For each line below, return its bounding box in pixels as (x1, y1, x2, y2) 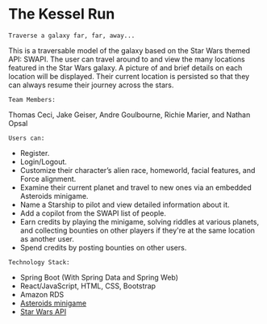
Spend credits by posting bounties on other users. (19, 242, 187, 252)
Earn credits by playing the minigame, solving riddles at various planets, (19, 217, 260, 226)
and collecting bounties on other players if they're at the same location (19, 225, 256, 235)
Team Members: (8, 95, 56, 103)
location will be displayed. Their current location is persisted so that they (8, 71, 250, 81)
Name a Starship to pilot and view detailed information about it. (19, 200, 230, 209)
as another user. (19, 234, 74, 243)
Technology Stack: (8, 258, 70, 267)
